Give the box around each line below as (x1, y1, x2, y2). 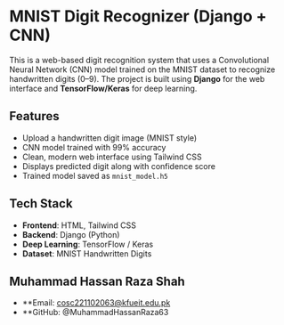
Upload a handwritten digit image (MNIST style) (21, 132, 198, 143)
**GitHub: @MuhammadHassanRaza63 (21, 307, 169, 318)
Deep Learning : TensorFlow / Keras (21, 239, 154, 249)
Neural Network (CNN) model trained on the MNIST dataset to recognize (9, 64, 276, 75)
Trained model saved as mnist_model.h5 (21, 170, 168, 181)
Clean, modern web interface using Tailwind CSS (21, 151, 202, 162)
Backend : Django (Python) (21, 229, 120, 240)
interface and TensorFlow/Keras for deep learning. (9, 83, 198, 93)
